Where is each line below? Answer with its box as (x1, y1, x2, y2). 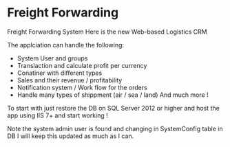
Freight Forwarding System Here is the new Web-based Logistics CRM (7, 27, 208, 36)
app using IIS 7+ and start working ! (7, 111, 108, 120)
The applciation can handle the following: (7, 41, 125, 49)
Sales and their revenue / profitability (17, 76, 123, 84)
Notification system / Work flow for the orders (17, 83, 148, 91)
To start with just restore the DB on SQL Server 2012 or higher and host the (7, 104, 220, 112)
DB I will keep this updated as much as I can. (7, 132, 134, 140)
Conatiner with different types (17, 69, 103, 77)
